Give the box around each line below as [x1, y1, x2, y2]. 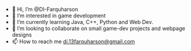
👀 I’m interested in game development [11, 12, 106, 19]
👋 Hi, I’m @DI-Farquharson [11, 6, 78, 13]
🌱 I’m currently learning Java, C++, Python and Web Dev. [11, 19, 153, 25]
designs [11, 31, 32, 38]
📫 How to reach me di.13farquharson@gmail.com [11, 38, 135, 45]
